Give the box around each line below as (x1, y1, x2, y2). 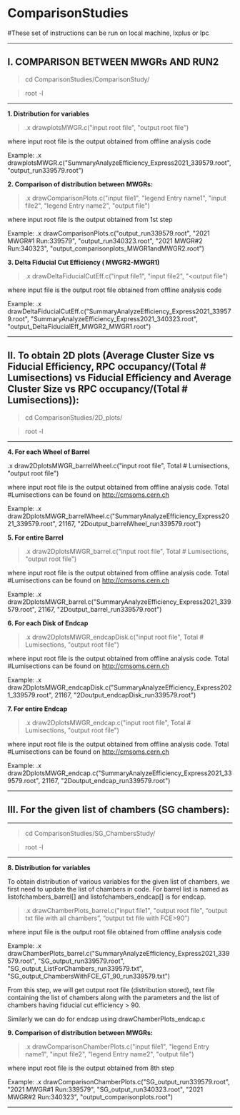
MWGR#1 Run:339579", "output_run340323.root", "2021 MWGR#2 (7, 236, 203, 245)
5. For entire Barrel (7, 533, 64, 542)
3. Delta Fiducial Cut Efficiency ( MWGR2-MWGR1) (7, 258, 160, 266)
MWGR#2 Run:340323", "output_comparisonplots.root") (7, 1093, 174, 1101)
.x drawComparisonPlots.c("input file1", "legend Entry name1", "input (24, 193, 226, 202)
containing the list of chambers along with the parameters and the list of (7, 994, 220, 1002)
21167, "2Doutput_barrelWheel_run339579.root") (58, 519, 201, 528)
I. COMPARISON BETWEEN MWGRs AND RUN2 (7, 56, 219, 69)
